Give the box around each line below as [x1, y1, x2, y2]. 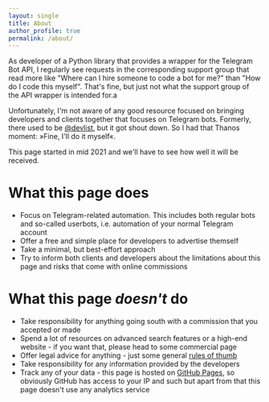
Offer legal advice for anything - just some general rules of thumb [19, 351, 238, 360]
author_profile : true [8, 27, 81, 35]
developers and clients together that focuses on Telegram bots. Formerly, [8, 114, 251, 125]
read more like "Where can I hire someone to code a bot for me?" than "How [8, 73, 261, 83]
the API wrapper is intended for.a [8, 90, 118, 100]
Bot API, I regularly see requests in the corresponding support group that [8, 65, 250, 75]
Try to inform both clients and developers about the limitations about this [19, 253, 261, 263]
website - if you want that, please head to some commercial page [19, 343, 238, 352]
